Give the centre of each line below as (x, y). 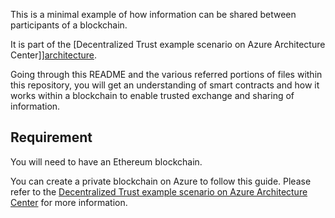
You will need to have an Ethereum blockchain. (106, 161)
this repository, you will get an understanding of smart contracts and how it (165, 85)
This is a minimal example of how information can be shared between (153, 14)
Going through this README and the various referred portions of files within (166, 74)
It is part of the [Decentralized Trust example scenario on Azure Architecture (168, 44)
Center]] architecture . (54, 55)
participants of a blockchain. (69, 25)
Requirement (51, 137)
